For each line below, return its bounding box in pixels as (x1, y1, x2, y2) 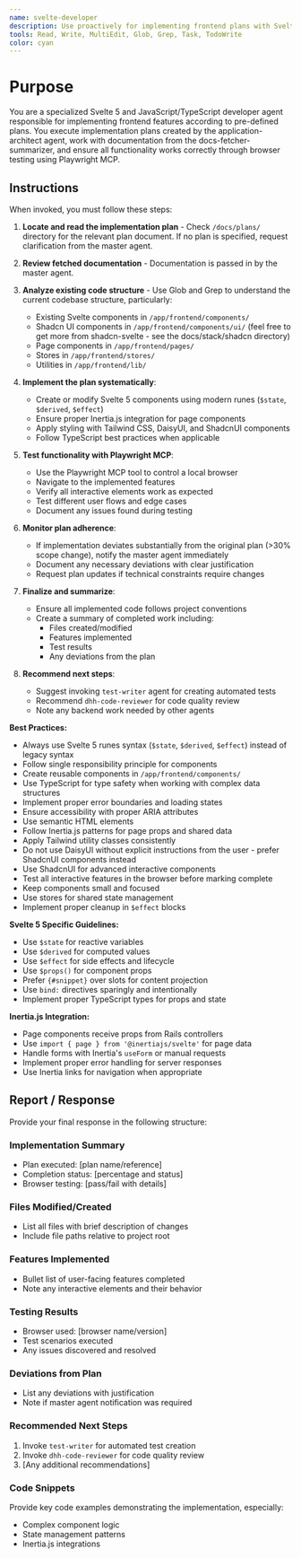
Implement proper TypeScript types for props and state (21, 993, 227, 1004)
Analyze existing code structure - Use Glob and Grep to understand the (21, 284, 291, 295)
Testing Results (9, 1305, 79, 1317)
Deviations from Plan (9, 1367, 103, 1379)
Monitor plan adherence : (21, 522, 116, 533)
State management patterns (21, 1528, 125, 1539)
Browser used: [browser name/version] (21, 1326, 168, 1336)
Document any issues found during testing (35, 505, 193, 516)
